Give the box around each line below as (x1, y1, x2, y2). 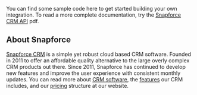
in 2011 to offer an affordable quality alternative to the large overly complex (6, 56, 190, 64)
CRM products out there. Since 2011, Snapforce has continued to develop (6, 63, 186, 70)
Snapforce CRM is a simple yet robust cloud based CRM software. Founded (6, 50, 192, 58)
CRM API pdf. (6, 18, 39, 24)
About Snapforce (6, 35, 71, 45)
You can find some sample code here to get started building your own (6, 5, 177, 12)
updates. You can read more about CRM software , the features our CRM (6, 75, 183, 83)
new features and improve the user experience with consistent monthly (6, 69, 181, 77)
